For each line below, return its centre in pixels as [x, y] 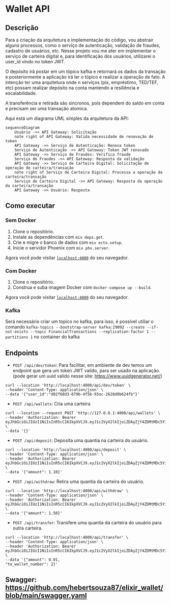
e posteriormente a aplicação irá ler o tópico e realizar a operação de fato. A [85, 77]
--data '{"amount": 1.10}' [34, 472]
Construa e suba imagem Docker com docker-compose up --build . [82, 287]
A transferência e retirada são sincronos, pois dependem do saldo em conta [85, 103]
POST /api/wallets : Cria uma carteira [51, 404]
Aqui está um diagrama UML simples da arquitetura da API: [67, 118]
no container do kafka [57, 337]
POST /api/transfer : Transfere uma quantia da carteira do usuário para [87, 523]
